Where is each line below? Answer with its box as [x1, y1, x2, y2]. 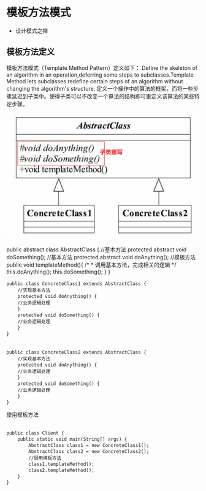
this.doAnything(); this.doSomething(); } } [6, 268, 111, 276]
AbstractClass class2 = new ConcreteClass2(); [28, 449, 150, 455]
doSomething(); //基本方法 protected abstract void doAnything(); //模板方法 [6, 254, 196, 261]
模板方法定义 [6, 47, 55, 57]
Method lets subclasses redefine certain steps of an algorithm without [6, 77, 183, 85]
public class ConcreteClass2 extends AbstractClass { [6, 349, 147, 356]
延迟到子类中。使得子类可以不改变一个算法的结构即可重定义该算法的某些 [11, 93, 194, 100]
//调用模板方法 [28, 455, 61, 462]
